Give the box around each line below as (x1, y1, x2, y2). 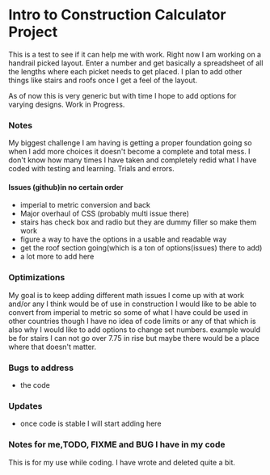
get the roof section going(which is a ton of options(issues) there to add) (19, 243, 263, 253)
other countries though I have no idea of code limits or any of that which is (8, 316, 256, 326)
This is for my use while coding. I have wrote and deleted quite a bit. (8, 457, 236, 467)
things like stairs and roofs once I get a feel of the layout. (8, 75, 198, 85)
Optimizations (8, 272, 65, 284)
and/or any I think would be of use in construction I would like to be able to (8, 299, 257, 309)
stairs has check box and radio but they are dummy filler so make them (19, 217, 257, 227)
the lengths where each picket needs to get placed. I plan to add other (8, 66, 243, 76)
